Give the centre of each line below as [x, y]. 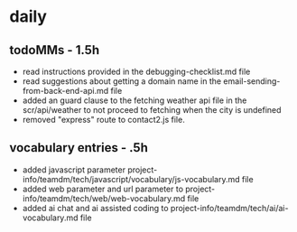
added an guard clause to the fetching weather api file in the [135, 100]
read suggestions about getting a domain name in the [122, 81]
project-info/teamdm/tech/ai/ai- [229, 208]
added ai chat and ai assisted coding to [95, 208]
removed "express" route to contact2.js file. [103, 120]
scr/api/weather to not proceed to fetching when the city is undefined [152, 110]
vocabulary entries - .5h [79, 148]
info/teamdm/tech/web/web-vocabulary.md [104, 198]
